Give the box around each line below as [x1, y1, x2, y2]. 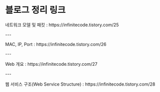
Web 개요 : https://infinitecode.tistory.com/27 [5, 61, 98, 67]
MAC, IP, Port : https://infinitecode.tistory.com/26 [5, 41, 107, 47]
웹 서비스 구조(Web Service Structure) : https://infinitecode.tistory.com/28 [5, 81, 156, 87]
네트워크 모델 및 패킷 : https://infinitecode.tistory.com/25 [5, 22, 119, 28]
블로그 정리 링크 [5, 4, 66, 16]
